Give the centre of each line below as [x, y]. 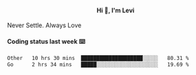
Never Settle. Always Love [44, 25]
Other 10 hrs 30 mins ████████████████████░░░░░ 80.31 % [98, 59]
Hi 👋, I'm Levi [116, 10]
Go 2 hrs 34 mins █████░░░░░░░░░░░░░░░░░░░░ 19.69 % [98, 65]
